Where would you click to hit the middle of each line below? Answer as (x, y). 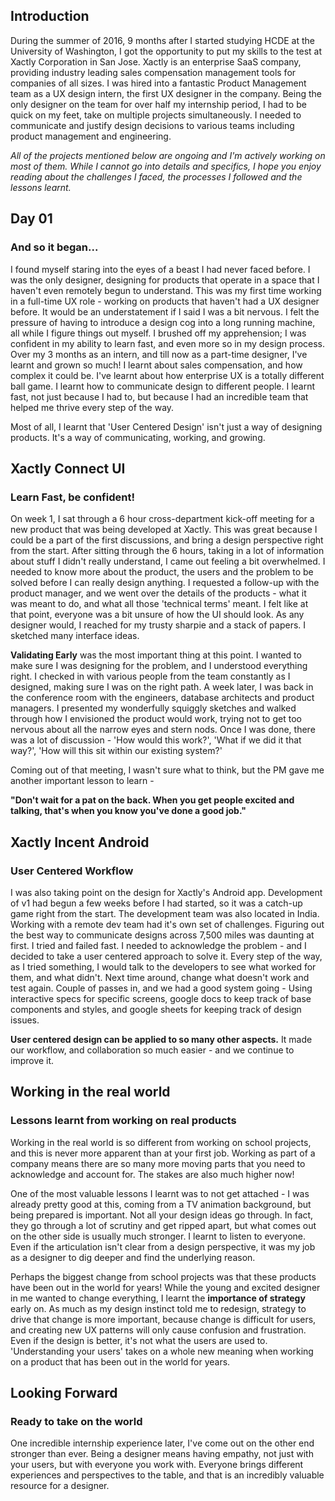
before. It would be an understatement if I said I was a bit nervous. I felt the (165, 311)
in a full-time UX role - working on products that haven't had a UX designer (165, 301)
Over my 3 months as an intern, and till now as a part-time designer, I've (159, 354)
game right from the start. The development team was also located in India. (165, 913)
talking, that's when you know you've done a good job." (128, 811)
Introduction (50, 16)
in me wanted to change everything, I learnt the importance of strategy (158, 1298)
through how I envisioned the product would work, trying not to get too (156, 719)
